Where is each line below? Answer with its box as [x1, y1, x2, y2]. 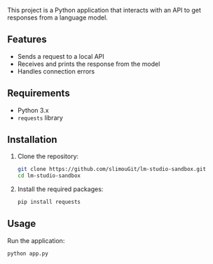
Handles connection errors [17, 67, 95, 76]
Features [7, 34, 47, 46]
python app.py [7, 250, 49, 257]
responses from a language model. [7, 13, 109, 22]
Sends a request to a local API [17, 52, 105, 60]
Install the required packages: [17, 185, 104, 193]
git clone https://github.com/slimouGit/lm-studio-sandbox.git [17, 166, 207, 173]
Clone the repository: [17, 152, 79, 160]
